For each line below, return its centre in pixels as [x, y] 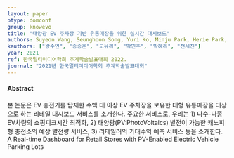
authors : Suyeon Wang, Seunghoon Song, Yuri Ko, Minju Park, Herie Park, [118, 40]
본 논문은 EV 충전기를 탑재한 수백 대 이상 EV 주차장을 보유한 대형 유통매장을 [111, 105]
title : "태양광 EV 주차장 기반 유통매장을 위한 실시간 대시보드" [89, 33]
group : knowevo [30, 27]
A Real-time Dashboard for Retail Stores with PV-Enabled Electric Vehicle [113, 139]
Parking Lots [26, 146]
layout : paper [28, 14]
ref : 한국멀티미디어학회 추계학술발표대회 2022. [67, 60]
